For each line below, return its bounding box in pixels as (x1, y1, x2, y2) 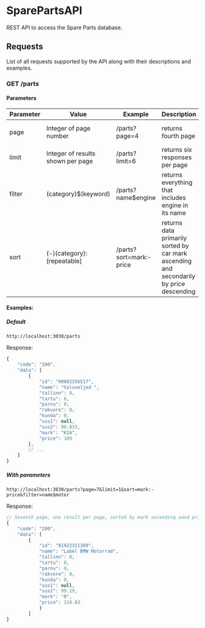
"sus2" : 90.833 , (38, 424, 81, 430)
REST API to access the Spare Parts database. (6, 24, 123, 31)
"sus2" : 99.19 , (38, 588, 78, 594)
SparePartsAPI (6, 4, 82, 18)
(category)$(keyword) (46, 190, 110, 198)
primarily (161, 234, 187, 242)
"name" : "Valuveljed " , (38, 384, 99, 390)
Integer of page (46, 124, 91, 132)
